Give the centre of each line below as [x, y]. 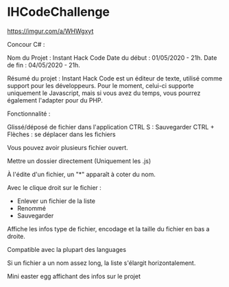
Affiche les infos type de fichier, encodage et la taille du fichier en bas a [109, 228]
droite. [16, 236]
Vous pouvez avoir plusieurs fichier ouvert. [68, 147]
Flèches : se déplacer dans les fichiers [61, 134]
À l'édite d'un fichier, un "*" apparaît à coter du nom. [81, 174]
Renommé [32, 208]
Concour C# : [26, 44]
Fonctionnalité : [29, 114]
